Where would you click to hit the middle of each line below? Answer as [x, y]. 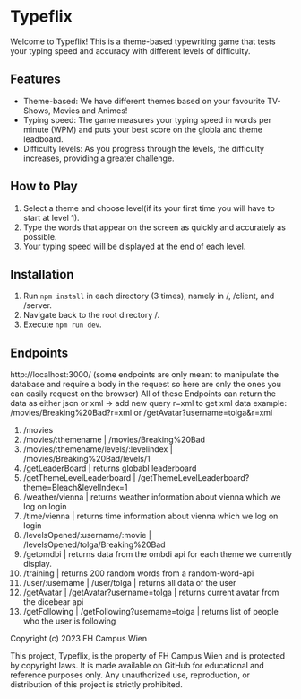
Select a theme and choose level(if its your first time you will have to [149, 208]
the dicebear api [53, 602]
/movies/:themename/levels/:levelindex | [98, 449]
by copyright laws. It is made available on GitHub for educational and [138, 666]
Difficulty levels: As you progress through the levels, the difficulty [144, 148]
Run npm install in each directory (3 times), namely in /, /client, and [149, 296]
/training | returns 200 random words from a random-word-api [138, 573]
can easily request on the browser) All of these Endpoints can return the [143, 394]
